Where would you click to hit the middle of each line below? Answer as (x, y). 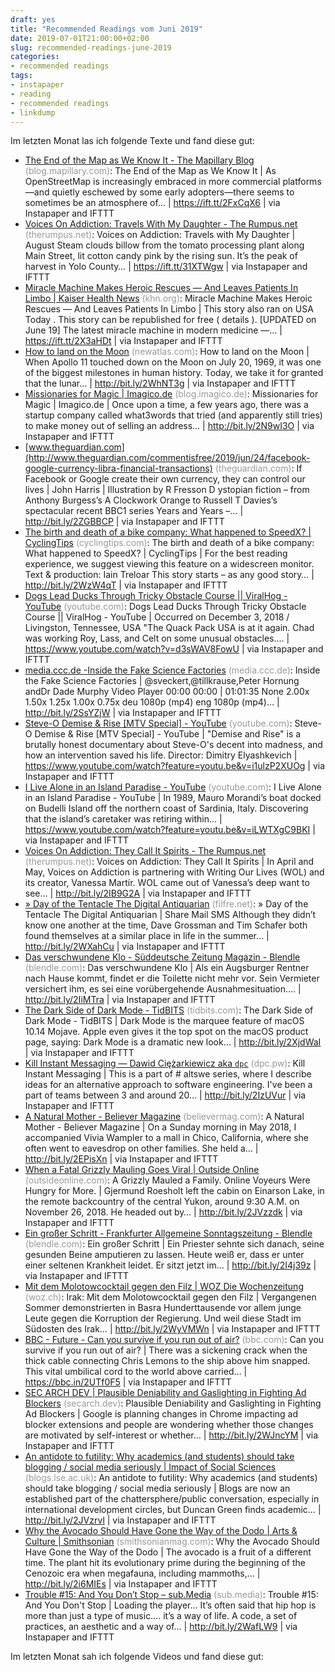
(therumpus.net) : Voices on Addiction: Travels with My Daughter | (160, 235)
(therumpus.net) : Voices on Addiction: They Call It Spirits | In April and (169, 862)
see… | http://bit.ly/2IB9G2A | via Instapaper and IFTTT (138, 893)
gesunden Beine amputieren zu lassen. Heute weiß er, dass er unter (164, 1255)
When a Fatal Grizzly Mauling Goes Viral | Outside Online (142, 1170)
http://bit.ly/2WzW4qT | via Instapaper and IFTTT (126, 585)
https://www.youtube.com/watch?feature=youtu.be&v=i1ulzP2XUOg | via (175, 766)
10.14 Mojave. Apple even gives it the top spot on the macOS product (166, 1032)
